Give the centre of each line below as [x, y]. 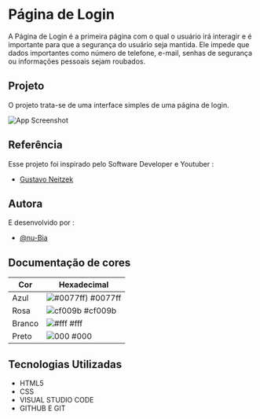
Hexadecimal [84, 285]
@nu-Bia [34, 238]
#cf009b [100, 311]
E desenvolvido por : [41, 222]
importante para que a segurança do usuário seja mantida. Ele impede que [129, 44]
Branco [26, 324]
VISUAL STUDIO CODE [57, 400]
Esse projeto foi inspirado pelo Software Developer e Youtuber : [111, 164]
